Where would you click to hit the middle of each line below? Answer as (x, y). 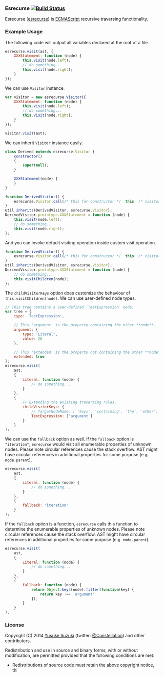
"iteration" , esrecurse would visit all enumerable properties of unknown (78, 444)
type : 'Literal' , (40, 334)
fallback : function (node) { (52, 585)
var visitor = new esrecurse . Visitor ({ (46, 97)
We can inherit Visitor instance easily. (44, 143)
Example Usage (24, 32)
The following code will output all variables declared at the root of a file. (77, 42)
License (15, 625)
